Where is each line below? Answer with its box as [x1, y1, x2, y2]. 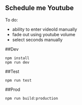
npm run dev [5, 60, 29, 65]
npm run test [5, 78, 32, 83]
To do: [5, 17, 18, 22]
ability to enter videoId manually [12, 26, 77, 32]
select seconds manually [12, 37, 63, 42]
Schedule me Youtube [5, 4, 74, 12]
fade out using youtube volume [12, 31, 76, 37]
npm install [5, 56, 29, 61]
